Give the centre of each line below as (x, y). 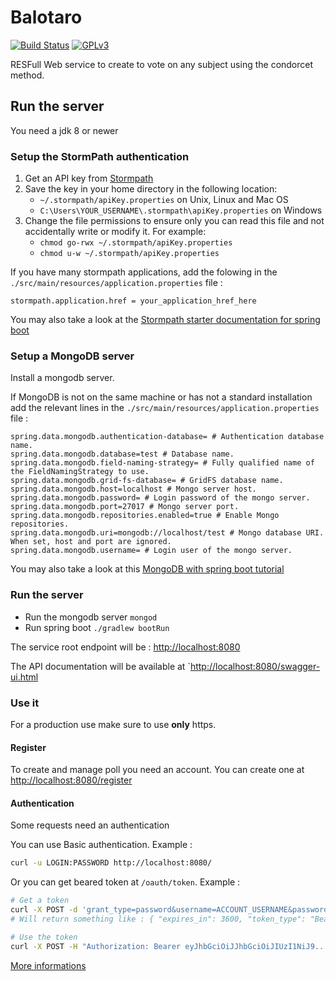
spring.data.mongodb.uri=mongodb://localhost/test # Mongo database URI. (167, 533)
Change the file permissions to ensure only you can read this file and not (174, 221)
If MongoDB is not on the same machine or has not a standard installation (161, 397)
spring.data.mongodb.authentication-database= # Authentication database (167, 437)
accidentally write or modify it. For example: (115, 232)
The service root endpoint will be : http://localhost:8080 (125, 647)
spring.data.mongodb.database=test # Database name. (122, 454)
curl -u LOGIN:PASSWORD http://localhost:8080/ (111, 863)
